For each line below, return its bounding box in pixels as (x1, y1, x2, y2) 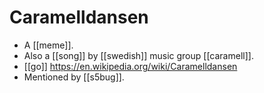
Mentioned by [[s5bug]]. (23, 71, 125, 83)
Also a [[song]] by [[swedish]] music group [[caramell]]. (23, 49, 254, 61)
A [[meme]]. (23, 39, 74, 51)
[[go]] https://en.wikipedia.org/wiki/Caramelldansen (23, 60, 238, 72)
